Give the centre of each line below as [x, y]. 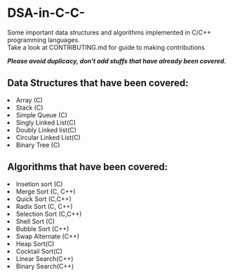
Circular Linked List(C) [48, 137]
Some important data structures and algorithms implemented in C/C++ [109, 32]
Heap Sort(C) [35, 243]
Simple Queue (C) [42, 115]
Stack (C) [30, 108]
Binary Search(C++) [45, 266]
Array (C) [30, 100]
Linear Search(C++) [45, 259]
